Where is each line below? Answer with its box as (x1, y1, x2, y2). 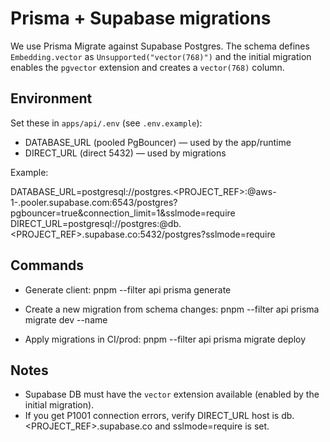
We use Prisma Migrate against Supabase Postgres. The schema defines (10, 40, 310, 52)
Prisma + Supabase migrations (10, 7, 272, 30)
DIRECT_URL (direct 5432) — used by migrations (24, 147, 227, 159)
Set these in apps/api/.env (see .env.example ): (10, 117, 203, 129)
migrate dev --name (24, 313, 108, 326)
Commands (10, 257, 85, 274)
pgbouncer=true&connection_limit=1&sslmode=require (10, 207, 236, 219)
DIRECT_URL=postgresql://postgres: (10, 217, 160, 229)
